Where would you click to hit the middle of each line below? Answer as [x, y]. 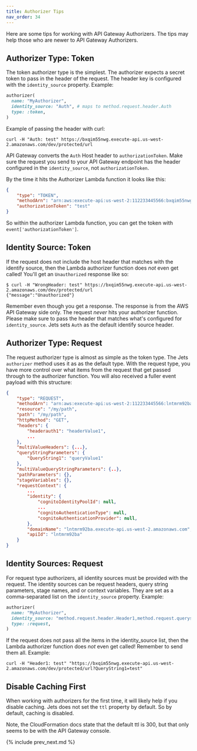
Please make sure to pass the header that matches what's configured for [94, 318]
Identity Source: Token [49, 248]
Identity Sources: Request [55, 564]
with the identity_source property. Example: [60, 85]
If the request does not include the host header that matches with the [90, 261]
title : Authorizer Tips [35, 11]
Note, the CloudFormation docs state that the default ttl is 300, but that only [98, 725]
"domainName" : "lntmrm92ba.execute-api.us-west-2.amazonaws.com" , [110, 529]
